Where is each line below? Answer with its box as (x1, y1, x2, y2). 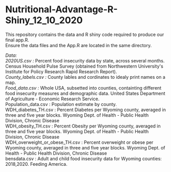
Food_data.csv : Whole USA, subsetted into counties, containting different (5, 84, 162, 91)
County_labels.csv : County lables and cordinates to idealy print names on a (5, 74, 165, 80)
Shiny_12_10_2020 (5, 14, 83, 26)
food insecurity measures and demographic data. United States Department (5, 90, 165, 96)
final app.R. (5, 37, 30, 43)
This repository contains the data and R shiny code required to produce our (5, 31, 164, 37)
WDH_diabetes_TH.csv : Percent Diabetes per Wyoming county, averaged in (5, 106, 166, 113)
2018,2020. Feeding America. (5, 161, 68, 167)
